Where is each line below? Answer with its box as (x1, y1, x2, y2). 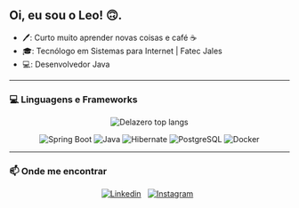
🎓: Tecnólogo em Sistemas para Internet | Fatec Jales (21, 45, 222, 56)
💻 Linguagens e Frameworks (9, 93, 138, 106)
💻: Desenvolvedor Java (21, 59, 110, 69)
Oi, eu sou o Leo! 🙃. (9, 8, 123, 23)
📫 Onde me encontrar (9, 165, 108, 178)
